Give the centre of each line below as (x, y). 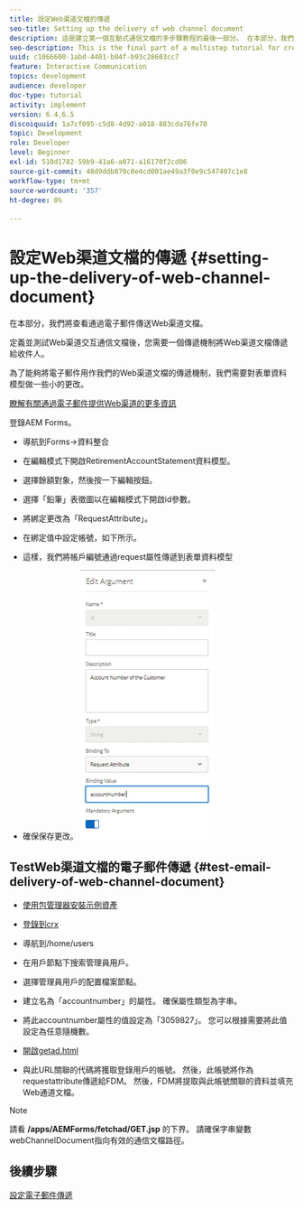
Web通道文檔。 (50, 1092)
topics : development (48, 77)
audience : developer (48, 86)
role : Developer (40, 143)
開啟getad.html (50, 1050)
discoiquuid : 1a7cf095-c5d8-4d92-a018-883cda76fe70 (108, 124)
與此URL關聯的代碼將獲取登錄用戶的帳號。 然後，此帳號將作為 (138, 1069)
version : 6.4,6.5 (42, 114)
